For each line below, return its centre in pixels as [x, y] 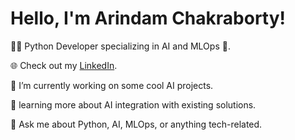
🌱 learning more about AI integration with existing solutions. [133, 104]
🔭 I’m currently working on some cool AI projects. [112, 85]
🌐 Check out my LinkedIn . [64, 65]
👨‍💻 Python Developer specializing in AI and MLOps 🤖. [120, 46]
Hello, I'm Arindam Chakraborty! [148, 18]
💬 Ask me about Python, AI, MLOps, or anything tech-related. [136, 124]
